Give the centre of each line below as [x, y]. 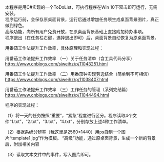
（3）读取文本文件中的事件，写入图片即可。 [49, 154]
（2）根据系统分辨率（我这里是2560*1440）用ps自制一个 [63, 132]
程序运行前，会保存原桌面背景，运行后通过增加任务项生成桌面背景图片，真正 [82, 19]
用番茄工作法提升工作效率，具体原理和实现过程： [54, 48]
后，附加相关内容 [22, 144]
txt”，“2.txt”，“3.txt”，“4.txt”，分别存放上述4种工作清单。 [72, 121]
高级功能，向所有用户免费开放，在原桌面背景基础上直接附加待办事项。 [76, 31]
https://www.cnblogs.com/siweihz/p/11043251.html [57, 64]
